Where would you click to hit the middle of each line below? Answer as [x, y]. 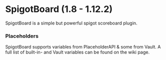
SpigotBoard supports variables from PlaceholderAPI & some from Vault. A [83, 47]
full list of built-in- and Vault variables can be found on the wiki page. [77, 52]
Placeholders [22, 36]
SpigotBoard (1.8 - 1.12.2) [59, 9]
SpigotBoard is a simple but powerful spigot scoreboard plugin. [71, 23]
